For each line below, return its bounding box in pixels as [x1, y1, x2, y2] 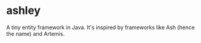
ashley [6, 4, 41, 18]
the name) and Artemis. [6, 30, 65, 37]
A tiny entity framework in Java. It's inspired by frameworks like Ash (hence [6, 24, 195, 31]
